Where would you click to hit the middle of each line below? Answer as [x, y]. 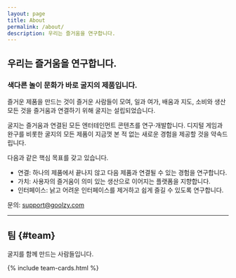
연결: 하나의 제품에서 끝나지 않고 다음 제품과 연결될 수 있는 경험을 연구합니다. [122, 172]
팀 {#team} [32, 236]
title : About [26, 20]
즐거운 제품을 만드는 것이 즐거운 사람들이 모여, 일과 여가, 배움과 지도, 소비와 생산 [117, 102]
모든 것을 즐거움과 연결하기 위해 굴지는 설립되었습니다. [81, 110]
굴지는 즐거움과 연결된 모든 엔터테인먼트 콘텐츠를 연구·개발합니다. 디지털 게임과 [115, 125]
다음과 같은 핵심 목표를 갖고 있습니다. [58, 158]
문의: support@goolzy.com [46, 204]
